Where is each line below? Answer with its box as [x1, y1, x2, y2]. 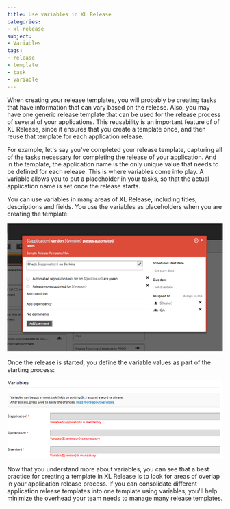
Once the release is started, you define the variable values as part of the [7, 358, 211, 367]
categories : [7, 18, 41, 25]
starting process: [7, 365, 55, 373]
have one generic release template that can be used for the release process [7, 110, 221, 119]
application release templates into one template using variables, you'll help [7, 487, 218, 495]
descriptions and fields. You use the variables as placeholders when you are [7, 202, 222, 210]
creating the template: [7, 210, 70, 218]
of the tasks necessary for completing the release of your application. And [7, 153, 217, 161]
